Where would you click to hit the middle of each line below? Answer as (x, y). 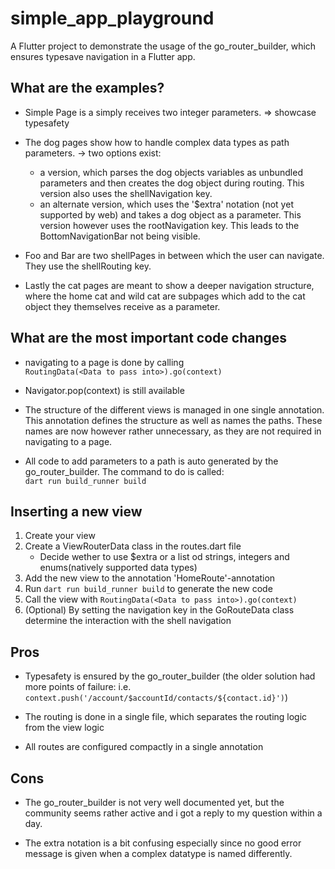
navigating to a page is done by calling (104, 362)
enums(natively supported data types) (118, 568)
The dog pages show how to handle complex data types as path (157, 142)
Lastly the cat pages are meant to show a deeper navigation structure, (169, 285)
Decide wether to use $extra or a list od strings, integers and (164, 557)
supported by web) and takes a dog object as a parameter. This (170, 214)
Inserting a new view (76, 511)
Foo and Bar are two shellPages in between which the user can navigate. (174, 255)
